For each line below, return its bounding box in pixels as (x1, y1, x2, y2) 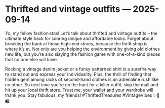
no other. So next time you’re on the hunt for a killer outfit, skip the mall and (5, 81, 159, 87)
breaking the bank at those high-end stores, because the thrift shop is (5, 40, 148, 46)
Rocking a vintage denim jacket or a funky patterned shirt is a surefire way (5, 66, 157, 72)
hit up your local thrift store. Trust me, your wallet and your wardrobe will (5, 87, 153, 93)
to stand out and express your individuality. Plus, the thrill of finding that (5, 71, 152, 77)
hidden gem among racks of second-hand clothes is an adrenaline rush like (5, 76, 159, 82)
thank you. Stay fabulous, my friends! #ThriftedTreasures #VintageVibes (5, 92, 152, 98)
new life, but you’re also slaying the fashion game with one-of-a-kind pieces (5, 51, 161, 57)
